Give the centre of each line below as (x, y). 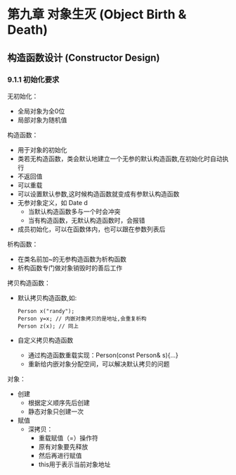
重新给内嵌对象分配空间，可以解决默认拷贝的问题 (99, 364)
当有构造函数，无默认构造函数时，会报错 (86, 220)
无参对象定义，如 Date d (52, 202)
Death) (27, 30)
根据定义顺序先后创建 (59, 402)
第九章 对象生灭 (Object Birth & (97, 14)
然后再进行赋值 (60, 455)
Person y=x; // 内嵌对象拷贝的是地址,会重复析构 (82, 319)
